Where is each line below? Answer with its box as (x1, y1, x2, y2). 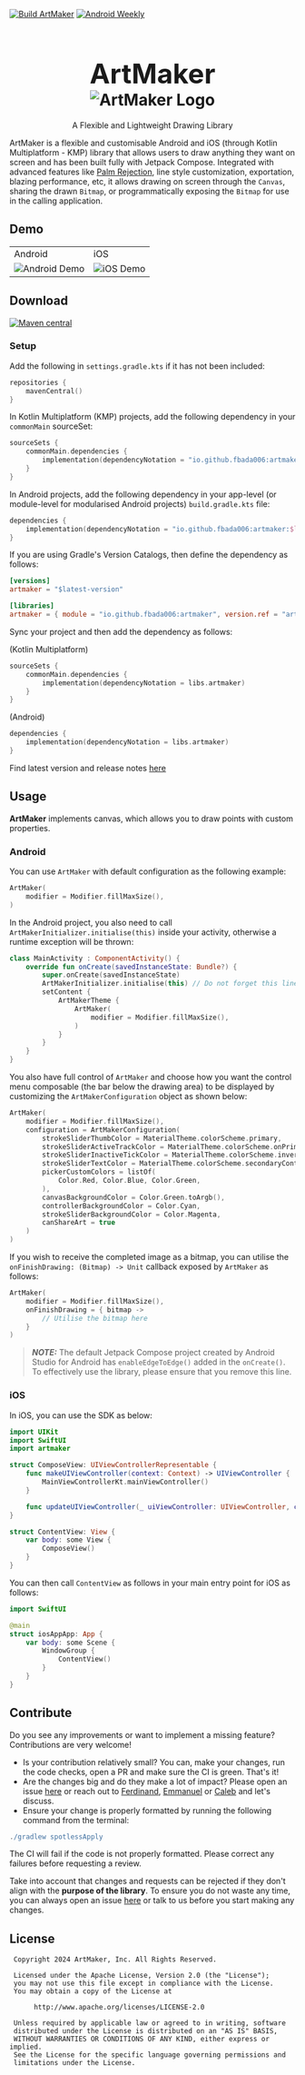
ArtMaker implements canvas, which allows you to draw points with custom (9, 813, 293, 824)
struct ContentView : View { (9, 1527, 116, 1536)
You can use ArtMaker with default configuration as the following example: (9, 866, 287, 877)
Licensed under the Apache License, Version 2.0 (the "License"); (13, 1971, 271, 1981)
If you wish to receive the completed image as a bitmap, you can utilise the (9, 1252, 289, 1263)
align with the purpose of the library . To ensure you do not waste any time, (9, 1885, 290, 1896)
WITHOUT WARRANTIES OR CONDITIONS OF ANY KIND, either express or (13, 2035, 271, 2044)
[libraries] (9, 601, 54, 611)
